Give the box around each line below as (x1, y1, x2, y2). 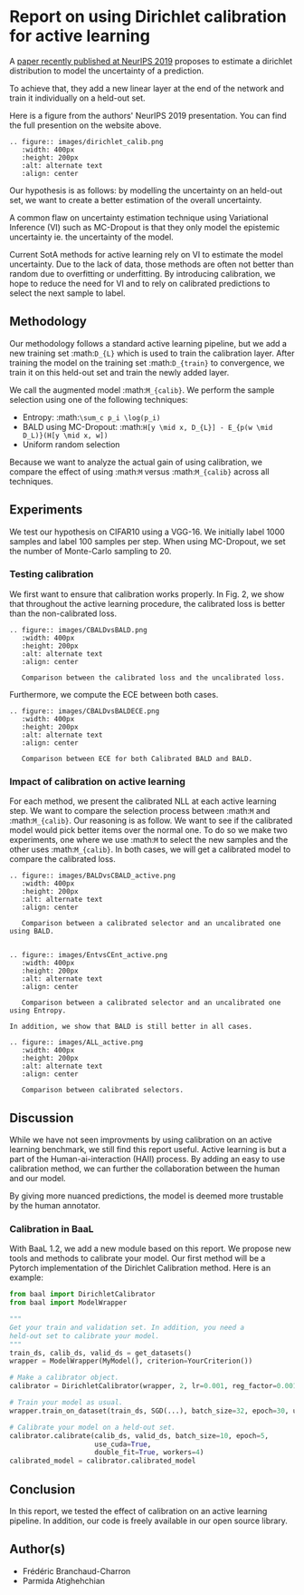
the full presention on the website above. (9, 120, 162, 131)
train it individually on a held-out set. (9, 93, 147, 103)
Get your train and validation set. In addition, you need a (9, 1323, 245, 1332)
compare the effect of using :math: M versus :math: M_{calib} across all (9, 465, 270, 477)
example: (9, 1272, 43, 1283)
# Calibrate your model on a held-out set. (9, 1423, 176, 1432)
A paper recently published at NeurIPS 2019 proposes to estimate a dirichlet (9, 55, 293, 66)
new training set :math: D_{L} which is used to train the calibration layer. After (9, 347, 295, 358)
